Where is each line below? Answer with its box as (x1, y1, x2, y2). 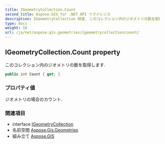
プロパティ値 (5, 84, 35, 91)
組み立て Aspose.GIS (12, 133, 55, 139)
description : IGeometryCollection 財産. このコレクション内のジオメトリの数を (5, 16, 156, 21)
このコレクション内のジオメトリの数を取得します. (5, 62, 106, 68)
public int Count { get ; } (5, 72, 60, 77)
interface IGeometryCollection (12, 121, 74, 127)
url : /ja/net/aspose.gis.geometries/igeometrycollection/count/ (5, 30, 139, 35)
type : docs (5, 21, 27, 26)
